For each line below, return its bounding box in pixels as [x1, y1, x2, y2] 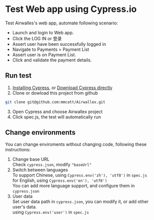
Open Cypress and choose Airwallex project [12, 109, 103, 114]
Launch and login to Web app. [12, 29, 74, 35]
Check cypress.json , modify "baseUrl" [12, 162, 92, 168]
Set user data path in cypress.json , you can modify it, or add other [12, 199, 149, 205]
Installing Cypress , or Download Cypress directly [12, 85, 113, 91]
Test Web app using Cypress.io [5, 3, 137, 15]
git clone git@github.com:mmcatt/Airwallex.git [5, 100, 106, 105]
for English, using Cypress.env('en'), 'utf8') [12, 178, 107, 184]
